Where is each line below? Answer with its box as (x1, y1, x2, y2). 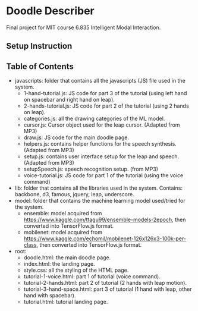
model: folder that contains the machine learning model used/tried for (14, 197, 186, 205)
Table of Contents (6, 61, 74, 71)
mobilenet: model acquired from (23, 229, 103, 236)
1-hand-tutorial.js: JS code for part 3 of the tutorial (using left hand (23, 90, 187, 97)
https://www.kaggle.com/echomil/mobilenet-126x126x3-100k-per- (23, 235, 186, 242)
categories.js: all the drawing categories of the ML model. (23, 115, 165, 122)
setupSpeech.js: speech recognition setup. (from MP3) (23, 165, 159, 173)
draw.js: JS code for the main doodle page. (23, 134, 130, 141)
